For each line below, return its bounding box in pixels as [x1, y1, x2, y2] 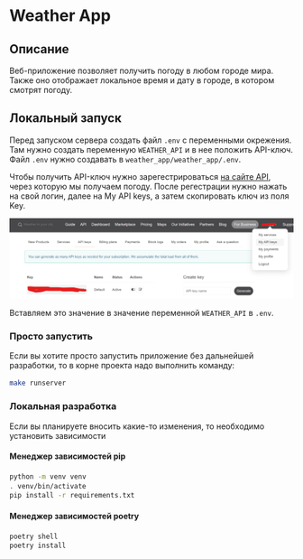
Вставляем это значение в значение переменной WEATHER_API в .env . [9, 308, 274, 319]
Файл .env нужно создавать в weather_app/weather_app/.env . [9, 154, 242, 164]
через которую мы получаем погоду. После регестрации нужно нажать [9, 181, 288, 191]
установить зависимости [9, 430, 106, 441]
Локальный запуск [9, 110, 122, 126]
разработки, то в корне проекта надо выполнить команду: [9, 360, 235, 371]
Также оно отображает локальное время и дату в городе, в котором [9, 75, 275, 86]
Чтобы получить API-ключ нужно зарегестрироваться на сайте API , [9, 171, 271, 182]
